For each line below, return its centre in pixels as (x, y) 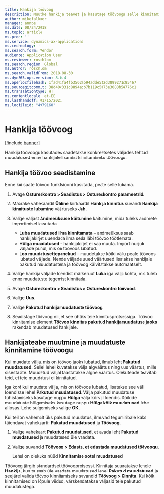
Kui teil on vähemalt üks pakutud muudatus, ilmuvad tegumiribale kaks (76, 417)
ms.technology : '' (24, 46)
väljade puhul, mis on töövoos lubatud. (58, 248)
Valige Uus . (24, 298)
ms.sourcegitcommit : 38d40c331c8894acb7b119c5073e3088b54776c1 (71, 87)
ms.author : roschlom (26, 69)
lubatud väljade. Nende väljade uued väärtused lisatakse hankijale (86, 259)
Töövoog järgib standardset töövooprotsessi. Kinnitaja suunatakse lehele (78, 466)
